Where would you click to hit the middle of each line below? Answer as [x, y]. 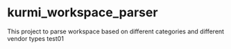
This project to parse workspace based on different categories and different [115, 31]
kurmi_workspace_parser [83, 13]
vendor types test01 [36, 38]
